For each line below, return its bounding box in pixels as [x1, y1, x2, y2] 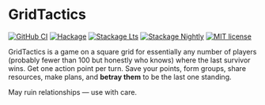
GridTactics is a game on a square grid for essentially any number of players [8, 47, 257, 56]
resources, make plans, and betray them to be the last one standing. [8, 72, 232, 81]
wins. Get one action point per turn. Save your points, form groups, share [8, 63, 247, 73]
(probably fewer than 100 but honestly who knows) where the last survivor [8, 55, 251, 65]
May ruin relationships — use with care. [8, 87, 137, 96]
